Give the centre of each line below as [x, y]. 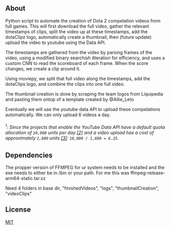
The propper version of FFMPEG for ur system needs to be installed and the [85, 168]
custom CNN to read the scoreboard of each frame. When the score [77, 63]
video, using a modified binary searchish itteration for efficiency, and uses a [85, 58]
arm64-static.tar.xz [26, 178]
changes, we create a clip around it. [43, 68]
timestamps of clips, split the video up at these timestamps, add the [77, 31]
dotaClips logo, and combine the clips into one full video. [65, 84]
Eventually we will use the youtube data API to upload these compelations [83, 109]
